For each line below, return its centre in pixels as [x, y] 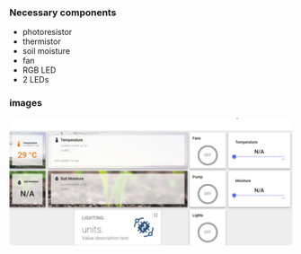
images [26, 103]
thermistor [41, 41]
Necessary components [63, 13]
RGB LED [39, 70]
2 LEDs [35, 80]
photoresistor [47, 32]
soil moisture [46, 51]
